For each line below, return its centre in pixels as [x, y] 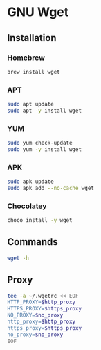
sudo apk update [30, 182]
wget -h [18, 258]
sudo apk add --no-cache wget [51, 189]
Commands [33, 242]
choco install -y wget [40, 221]
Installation [32, 38]
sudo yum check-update [40, 143]
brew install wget [34, 72]
